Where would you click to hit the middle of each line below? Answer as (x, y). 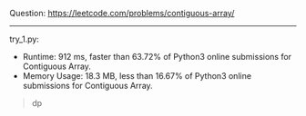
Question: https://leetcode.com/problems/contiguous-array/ (122, 13)
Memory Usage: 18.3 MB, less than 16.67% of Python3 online (137, 76)
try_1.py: (24, 39)
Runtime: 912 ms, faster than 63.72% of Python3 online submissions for (157, 57)
